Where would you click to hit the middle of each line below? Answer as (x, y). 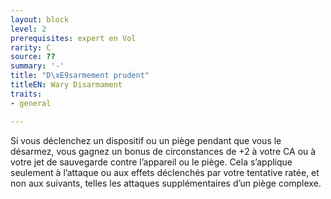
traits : (26, 94)
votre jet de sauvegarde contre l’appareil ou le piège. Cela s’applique (151, 162)
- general (31, 103)
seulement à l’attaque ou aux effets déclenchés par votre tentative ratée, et (165, 172)
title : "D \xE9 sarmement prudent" (80, 76)
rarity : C (31, 47)
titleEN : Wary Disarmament (66, 85)
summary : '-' (37, 66)
